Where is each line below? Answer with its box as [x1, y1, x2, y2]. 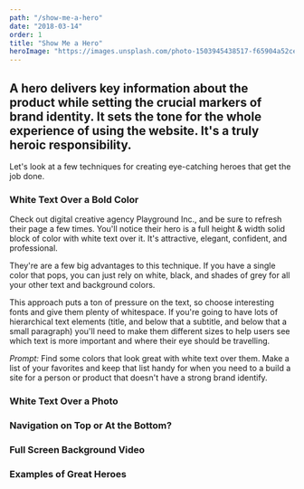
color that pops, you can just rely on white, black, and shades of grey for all [9, 270, 290, 281]
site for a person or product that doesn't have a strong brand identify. [9, 372, 269, 383]
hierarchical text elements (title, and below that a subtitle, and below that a [9, 316, 288, 327]
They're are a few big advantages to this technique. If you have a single [9, 260, 276, 272]
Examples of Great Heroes [9, 467, 127, 480]
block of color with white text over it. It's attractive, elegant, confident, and [9, 233, 288, 244]
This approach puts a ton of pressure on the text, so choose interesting [9, 297, 274, 308]
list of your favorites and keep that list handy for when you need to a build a [9, 363, 291, 374]
